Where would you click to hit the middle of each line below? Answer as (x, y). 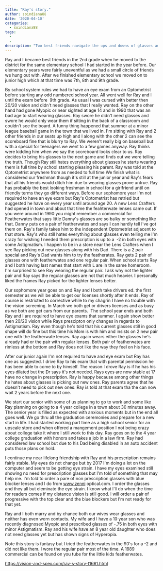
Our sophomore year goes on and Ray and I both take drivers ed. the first (78, 290)
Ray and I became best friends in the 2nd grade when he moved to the (75, 59)
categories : (17, 23)
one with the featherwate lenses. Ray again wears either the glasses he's (78, 336)
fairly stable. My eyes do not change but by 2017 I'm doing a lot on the (75, 463)
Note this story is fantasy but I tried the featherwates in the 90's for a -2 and (81, 544)
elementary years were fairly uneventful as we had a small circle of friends (80, 70)
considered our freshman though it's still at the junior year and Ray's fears (79, 177)
